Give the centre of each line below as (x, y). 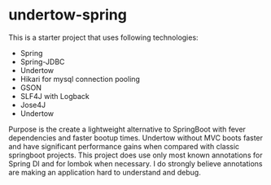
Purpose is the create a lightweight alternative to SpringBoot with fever (127, 129)
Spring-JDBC (42, 62)
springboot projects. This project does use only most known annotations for (135, 155)
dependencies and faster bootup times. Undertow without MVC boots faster (135, 138)
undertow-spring (68, 15)
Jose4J (33, 105)
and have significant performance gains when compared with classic (124, 146)
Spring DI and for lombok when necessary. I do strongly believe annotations (135, 163)
